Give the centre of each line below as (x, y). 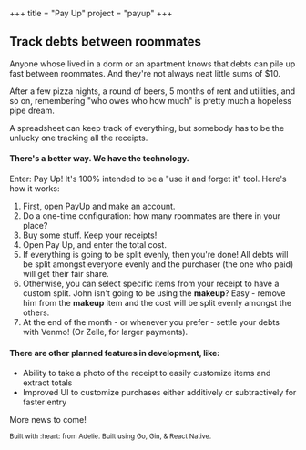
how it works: (35, 189)
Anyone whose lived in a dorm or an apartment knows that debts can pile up (153, 64)
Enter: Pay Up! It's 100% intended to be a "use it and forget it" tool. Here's (148, 179)
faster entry (45, 402)
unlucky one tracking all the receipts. (79, 138)
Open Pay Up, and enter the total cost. (94, 245)
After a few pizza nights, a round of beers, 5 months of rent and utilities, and (153, 91)
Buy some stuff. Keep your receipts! (90, 235)
